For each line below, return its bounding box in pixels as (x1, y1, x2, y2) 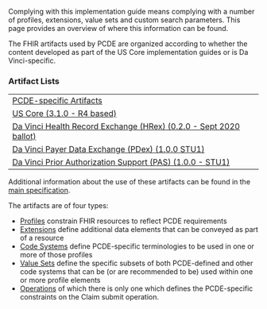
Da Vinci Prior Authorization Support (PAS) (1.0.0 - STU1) (12, 156, 230, 168)
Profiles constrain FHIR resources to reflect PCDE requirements (19, 216, 228, 226)
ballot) (12, 131, 37, 142)
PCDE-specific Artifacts (12, 95, 103, 106)
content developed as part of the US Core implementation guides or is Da (8, 48, 249, 56)
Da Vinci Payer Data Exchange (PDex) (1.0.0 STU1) (12, 144, 205, 155)
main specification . (8, 186, 71, 195)
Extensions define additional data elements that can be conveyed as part (19, 225, 258, 234)
